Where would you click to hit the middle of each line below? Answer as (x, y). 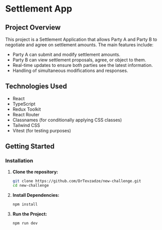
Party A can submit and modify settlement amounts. (66, 54)
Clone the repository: (35, 172)
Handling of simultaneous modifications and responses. (70, 70)
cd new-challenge (31, 186)
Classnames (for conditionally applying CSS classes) (67, 120)
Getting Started (30, 146)
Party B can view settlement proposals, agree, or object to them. (79, 60)
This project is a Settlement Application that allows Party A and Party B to (81, 39)
